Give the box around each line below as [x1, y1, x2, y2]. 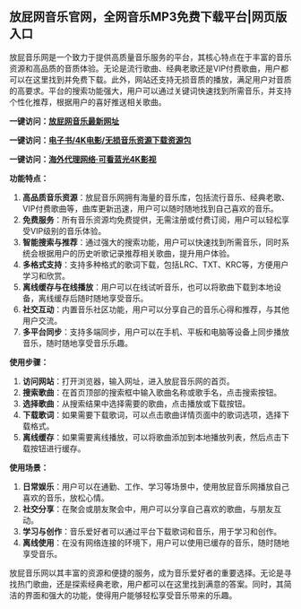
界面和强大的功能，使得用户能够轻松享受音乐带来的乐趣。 [24, 589, 237, 600]
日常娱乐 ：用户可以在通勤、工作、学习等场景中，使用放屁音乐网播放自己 [21, 481, 289, 492]
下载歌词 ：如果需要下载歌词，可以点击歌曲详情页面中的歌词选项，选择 [21, 409, 282, 420]
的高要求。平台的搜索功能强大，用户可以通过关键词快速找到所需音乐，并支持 [9, 85, 292, 96]
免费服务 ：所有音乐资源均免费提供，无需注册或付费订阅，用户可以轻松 [21, 214, 282, 225]
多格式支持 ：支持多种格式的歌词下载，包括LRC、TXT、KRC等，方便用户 [21, 259, 289, 270]
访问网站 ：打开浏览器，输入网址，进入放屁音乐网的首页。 [21, 376, 235, 387]
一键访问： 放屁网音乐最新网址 [9, 116, 119, 126]
